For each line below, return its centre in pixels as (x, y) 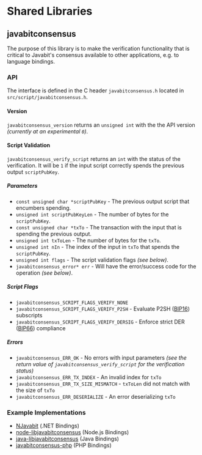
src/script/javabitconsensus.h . (47, 97)
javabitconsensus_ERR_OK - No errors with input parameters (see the (101, 357)
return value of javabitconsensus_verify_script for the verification (100, 364)
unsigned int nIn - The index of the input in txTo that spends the (97, 246)
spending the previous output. (54, 234)
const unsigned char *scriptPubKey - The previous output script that (103, 201)
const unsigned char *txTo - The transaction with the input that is (99, 227)
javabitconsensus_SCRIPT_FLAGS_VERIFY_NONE (72, 303)
